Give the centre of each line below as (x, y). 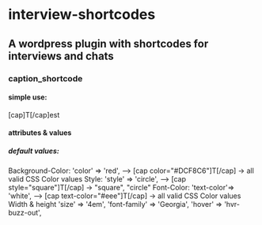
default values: (34, 151)
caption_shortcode (46, 78)
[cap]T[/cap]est (34, 114)
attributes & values (40, 133)
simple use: (28, 97)
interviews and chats (61, 56)
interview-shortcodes (82, 15)
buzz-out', (25, 213)
